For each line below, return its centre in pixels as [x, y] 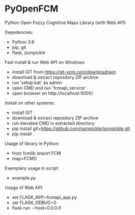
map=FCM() [24, 158]
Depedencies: [19, 32]
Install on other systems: [30, 102]
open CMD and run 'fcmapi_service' [49, 87]
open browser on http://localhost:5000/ [52, 93]
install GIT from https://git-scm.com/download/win [64, 72]
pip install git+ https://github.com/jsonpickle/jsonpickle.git [71, 128]
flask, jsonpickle [28, 52]
